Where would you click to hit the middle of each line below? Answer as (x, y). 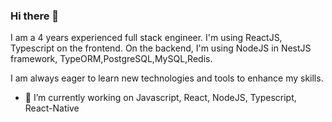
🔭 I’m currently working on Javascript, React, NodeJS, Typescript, (160, 98)
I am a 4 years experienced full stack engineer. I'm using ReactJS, (146, 38)
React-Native (52, 108)
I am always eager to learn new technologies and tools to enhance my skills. (167, 78)
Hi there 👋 (35, 16)
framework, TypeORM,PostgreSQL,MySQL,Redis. (111, 59)
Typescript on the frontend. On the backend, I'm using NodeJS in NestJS (161, 48)
